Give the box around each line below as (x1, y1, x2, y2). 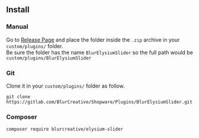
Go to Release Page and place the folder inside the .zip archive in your (6, 36, 180, 43)
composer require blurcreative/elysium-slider (6, 126, 124, 133)
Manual (6, 23, 29, 31)
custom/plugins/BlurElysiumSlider (6, 55, 92, 61)
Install (6, 5, 30, 15)
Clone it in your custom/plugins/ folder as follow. (6, 82, 125, 89)
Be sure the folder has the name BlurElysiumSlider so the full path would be (6, 49, 193, 56)
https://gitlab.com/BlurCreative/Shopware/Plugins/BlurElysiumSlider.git (6, 99, 193, 105)
